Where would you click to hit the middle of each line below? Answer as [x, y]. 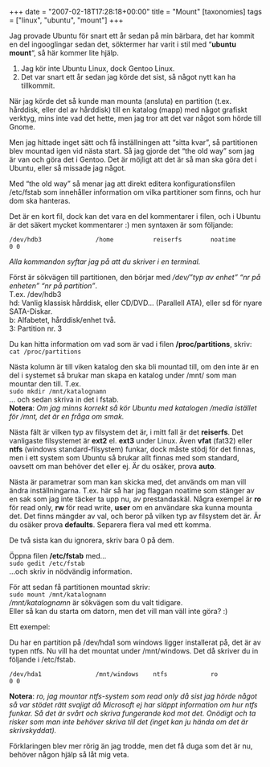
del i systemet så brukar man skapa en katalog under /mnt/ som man [123, 375]
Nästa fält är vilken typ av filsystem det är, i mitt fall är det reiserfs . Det [126, 432]
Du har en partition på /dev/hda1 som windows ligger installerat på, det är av [135, 642]
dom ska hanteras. [40, 201]
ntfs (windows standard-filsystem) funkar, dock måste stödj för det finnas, [132, 449]
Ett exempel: [30, 627]
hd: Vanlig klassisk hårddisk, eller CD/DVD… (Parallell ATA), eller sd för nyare [136, 303]
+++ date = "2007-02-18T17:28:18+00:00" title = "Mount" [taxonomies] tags [135, 12]
